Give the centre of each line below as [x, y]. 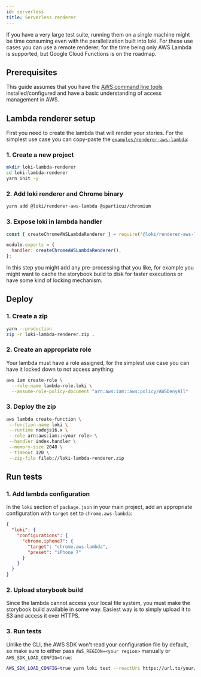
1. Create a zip [27, 316]
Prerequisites [32, 72]
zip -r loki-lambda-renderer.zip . [51, 334]
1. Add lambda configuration [48, 494]
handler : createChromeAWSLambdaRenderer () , [66, 251]
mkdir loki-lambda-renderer [41, 167]
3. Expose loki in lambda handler [54, 221]
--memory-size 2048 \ [36, 447]
